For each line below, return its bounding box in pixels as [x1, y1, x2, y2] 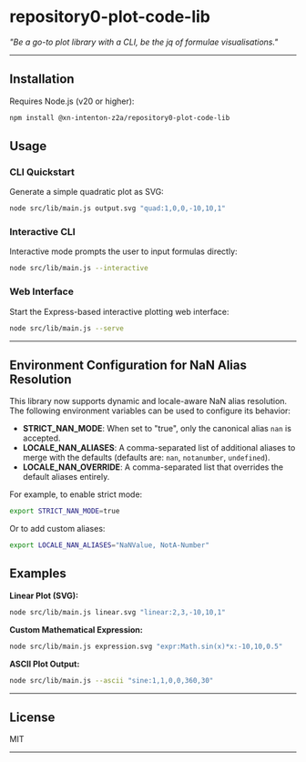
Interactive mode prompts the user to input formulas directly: [9, 246, 239, 257]
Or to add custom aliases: [9, 523, 106, 534]
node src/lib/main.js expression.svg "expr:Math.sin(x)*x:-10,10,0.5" [9, 642, 283, 651]
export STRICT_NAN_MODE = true [9, 507, 120, 516]
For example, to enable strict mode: [9, 489, 143, 500]
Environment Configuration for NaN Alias [9, 357, 248, 372]
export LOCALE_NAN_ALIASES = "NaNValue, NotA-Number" [9, 541, 209, 550]
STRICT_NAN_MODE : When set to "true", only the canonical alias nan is [22, 423, 291, 434]
